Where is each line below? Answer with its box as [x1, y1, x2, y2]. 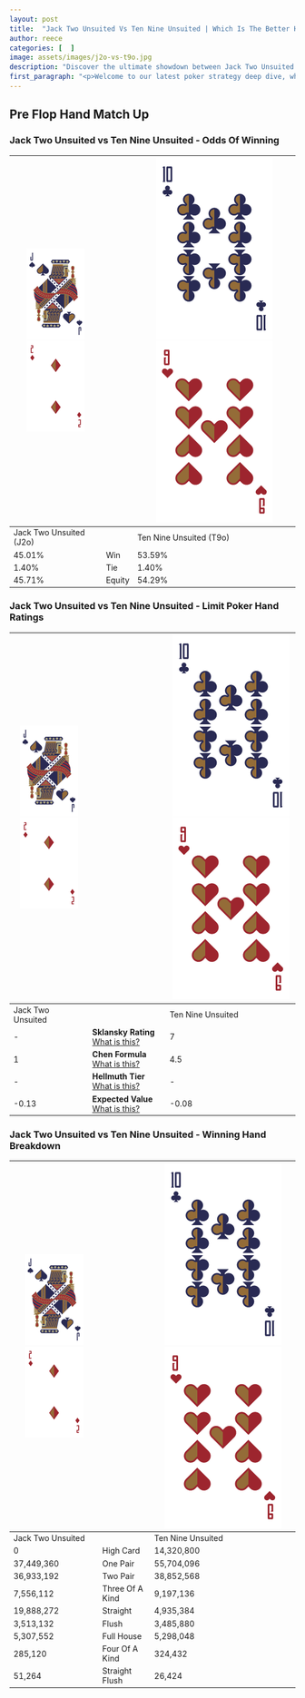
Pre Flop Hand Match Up [9, 107, 150, 123]
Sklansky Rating [92, 1026, 155, 1037]
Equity [105, 574, 130, 585]
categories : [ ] [9, 44, 75, 53]
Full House [102, 1630, 143, 1642]
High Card [102, 1546, 141, 1556]
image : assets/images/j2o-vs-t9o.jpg [9, 53, 152, 63]
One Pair [102, 1557, 134, 1569]
